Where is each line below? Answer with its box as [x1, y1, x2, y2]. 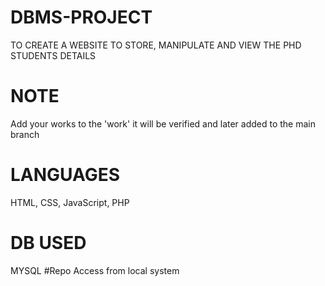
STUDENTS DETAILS [10, 49, 97, 61]
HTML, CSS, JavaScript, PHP [10, 196, 130, 208]
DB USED [10, 232, 87, 254]
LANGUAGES [10, 164, 121, 186]
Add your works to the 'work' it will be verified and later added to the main [10, 117, 317, 130]
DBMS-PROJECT [10, 6, 153, 29]
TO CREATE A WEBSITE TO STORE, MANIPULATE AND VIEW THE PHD [10, 39, 302, 51]
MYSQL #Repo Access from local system [10, 264, 180, 276]
